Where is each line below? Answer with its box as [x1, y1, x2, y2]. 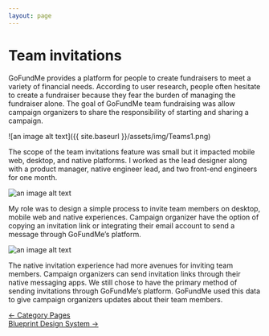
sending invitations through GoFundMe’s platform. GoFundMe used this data [8, 286, 261, 296]
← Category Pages [8, 310, 71, 320]
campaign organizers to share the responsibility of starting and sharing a [8, 107, 249, 117]
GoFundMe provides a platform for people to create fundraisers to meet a [8, 73, 251, 83]
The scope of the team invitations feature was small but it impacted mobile [8, 146, 255, 157]
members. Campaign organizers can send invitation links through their [8, 268, 241, 278]
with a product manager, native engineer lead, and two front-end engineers [8, 164, 258, 174]
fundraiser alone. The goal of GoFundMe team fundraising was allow [8, 98, 235, 109]
